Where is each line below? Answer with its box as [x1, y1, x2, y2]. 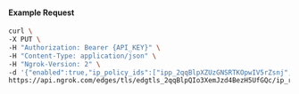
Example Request [8, 7, 75, 18]
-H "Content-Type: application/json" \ [8, 51, 157, 60]
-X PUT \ [8, 35, 41, 44]
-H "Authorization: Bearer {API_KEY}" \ [8, 43, 162, 52]
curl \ [8, 27, 33, 35]
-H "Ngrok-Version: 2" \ [8, 59, 101, 68]
